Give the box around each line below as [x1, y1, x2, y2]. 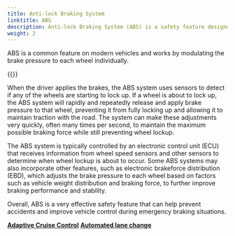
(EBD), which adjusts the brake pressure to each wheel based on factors [7, 172, 216, 180]
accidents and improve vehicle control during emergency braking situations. [7, 207, 227, 216]
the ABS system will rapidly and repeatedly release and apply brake [7, 99, 202, 107]
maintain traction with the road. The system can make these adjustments [7, 113, 217, 122]
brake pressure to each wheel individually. [7, 57, 129, 65]
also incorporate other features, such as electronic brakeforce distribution [7, 164, 220, 172]
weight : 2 [7, 29, 36, 37]
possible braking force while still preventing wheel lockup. [7, 128, 175, 137]
